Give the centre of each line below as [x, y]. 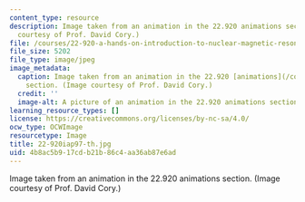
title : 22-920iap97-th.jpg [60, 144]
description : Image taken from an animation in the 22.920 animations [146, 26]
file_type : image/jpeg [52, 60]
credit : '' [38, 93]
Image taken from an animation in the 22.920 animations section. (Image [145, 178]
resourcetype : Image [49, 136]
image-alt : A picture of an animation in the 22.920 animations [142, 102]
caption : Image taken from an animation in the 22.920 [123, 77]
